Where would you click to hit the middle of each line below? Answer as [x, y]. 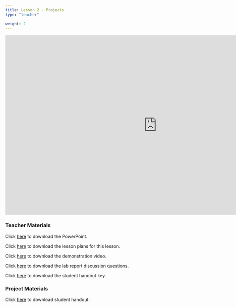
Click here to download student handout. [47, 299]
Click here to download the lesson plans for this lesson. [63, 246]
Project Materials [27, 288]
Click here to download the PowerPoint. [46, 236]
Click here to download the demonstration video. [56, 256]
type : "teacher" [22, 15]
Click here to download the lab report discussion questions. [67, 266]
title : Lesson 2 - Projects [35, 10]
